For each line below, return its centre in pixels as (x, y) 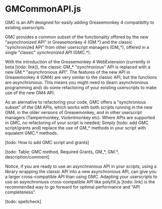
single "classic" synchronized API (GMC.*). (48, 52)
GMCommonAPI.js (43, 9)
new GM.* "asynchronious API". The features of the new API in (68, 72)
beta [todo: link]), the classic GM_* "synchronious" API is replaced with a (78, 67)
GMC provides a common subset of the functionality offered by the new (77, 37)
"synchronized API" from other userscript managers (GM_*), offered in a (77, 47)
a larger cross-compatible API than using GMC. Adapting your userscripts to (81, 177)
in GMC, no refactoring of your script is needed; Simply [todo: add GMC (77, 123)
